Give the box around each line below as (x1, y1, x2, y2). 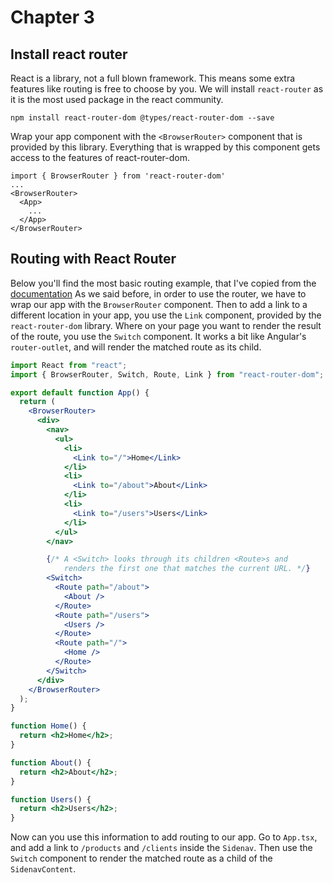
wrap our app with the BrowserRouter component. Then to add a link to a (10, 298, 308, 310)
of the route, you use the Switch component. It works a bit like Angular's (10, 330, 307, 342)
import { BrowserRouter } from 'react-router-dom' (10, 171, 226, 181)
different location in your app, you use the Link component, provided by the (10, 309, 322, 321)
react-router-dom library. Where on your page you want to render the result (10, 319, 322, 331)
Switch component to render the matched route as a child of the (10, 852, 273, 865)
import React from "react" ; (10, 360, 128, 370)
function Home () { (10, 721, 87, 731)
